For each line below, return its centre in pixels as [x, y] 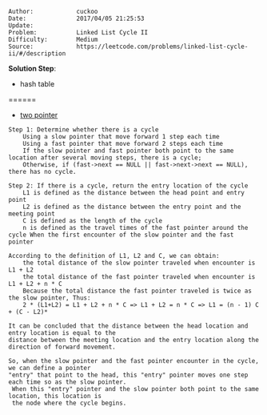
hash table [37, 84]
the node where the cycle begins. [69, 403]
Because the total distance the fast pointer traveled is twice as [137, 291]
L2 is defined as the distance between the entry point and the [132, 207]
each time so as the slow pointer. [68, 382]
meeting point [32, 214]
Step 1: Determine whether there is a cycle [84, 130]
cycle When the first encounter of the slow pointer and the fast [121, 235]
